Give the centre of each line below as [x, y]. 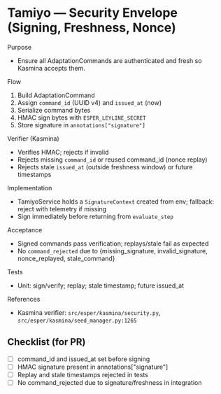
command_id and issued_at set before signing [84, 359]
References [24, 299]
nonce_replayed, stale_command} [66, 258]
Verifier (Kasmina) [33, 139]
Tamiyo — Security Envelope [93, 13]
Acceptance [25, 230]
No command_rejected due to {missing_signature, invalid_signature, [112, 251]
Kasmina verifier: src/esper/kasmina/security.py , [89, 312]
